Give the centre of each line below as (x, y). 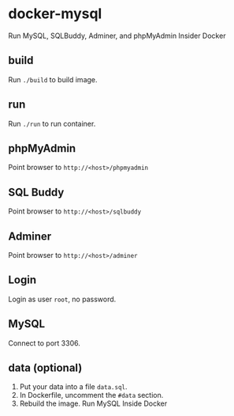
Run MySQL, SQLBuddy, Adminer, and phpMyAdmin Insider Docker (117, 36)
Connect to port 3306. (44, 343)
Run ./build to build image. (53, 79)
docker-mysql (55, 14)
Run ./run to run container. (52, 123)
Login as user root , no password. (62, 299)
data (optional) (45, 368)
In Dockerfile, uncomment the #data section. (91, 395)
